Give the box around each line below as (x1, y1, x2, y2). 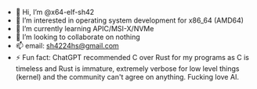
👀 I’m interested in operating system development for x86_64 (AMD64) (15, 16, 244, 25)
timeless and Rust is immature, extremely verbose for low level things (15, 64, 240, 73)
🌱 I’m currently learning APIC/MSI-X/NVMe (15, 24, 154, 33)
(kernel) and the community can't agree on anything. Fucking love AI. (15, 73, 239, 81)
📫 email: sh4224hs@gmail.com (15, 41, 119, 50)
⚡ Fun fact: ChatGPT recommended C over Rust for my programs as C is (15, 53, 249, 62)
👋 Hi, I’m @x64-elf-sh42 (15, 8, 95, 16)
